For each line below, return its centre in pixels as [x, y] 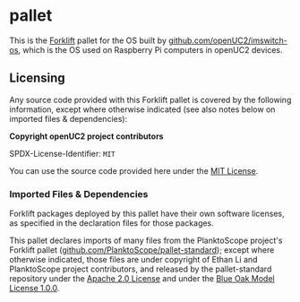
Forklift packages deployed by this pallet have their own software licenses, [147, 214]
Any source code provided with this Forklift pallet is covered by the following [150, 99]
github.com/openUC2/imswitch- [228, 40]
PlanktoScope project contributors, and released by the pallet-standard [141, 269]
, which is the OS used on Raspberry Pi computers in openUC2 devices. [150, 49]
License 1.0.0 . [34, 289]
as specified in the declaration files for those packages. [112, 223]
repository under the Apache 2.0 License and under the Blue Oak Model [142, 279]
